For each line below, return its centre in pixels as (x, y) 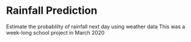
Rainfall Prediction (52, 11)
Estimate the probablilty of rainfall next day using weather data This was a (95, 26)
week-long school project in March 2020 (55, 32)
